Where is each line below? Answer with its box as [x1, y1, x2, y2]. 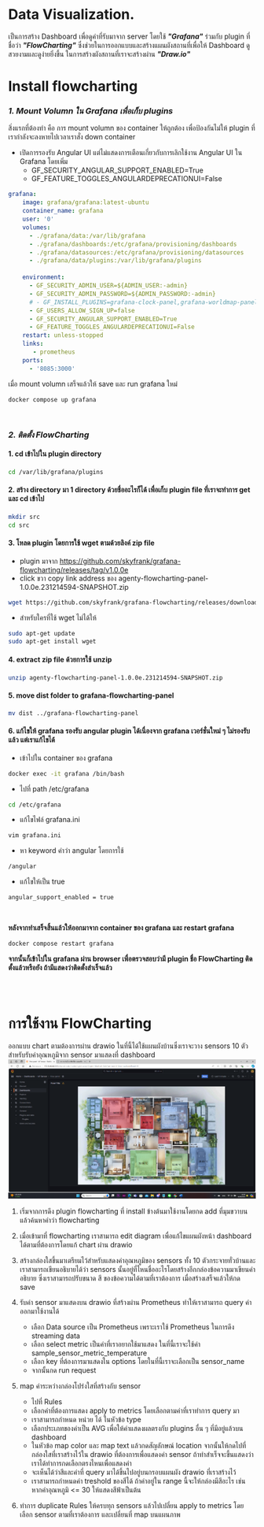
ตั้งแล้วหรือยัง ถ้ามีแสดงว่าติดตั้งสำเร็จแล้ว [8, 962, 112, 972]
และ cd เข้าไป [8, 494, 45, 503]
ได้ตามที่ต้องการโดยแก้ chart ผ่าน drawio [19, 1240, 133, 1250]
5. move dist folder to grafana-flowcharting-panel [8, 691, 174, 700]
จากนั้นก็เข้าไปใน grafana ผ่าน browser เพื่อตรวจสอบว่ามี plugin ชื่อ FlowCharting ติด [8, 954, 253, 963]
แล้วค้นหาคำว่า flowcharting [19, 1215, 100, 1225]
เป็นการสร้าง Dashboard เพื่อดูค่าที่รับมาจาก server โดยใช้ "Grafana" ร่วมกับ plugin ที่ [8, 32, 251, 41]
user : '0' [22, 215, 55, 224]
